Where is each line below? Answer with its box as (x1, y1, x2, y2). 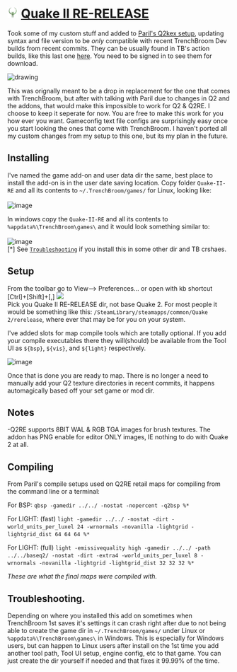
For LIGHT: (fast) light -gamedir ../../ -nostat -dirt (7, 515, 168, 523)
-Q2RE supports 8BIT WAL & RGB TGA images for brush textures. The (7, 425, 211, 434)
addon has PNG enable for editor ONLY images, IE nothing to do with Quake (7, 433, 229, 441)
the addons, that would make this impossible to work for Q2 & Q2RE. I (7, 101, 210, 110)
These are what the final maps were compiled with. (7, 572, 158, 581)
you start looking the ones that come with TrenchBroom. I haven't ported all (7, 124, 228, 132)
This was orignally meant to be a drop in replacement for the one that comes (7, 86, 231, 95)
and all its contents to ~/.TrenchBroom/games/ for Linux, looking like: (15, 186, 212, 195)
